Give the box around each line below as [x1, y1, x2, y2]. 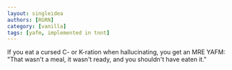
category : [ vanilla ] [7, 23, 67, 30]
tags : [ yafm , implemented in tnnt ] [7, 29, 110, 36]
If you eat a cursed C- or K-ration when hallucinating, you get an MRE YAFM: [7, 48, 226, 56]
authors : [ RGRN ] [7, 16, 54, 23]
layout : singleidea [7, 10, 64, 17]
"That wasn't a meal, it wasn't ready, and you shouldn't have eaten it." [7, 56, 207, 64]
